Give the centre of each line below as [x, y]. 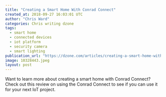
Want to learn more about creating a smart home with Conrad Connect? [78, 79]
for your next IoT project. [30, 90]
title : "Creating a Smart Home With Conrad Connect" [61, 10]
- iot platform [25, 42]
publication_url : [23, 56]
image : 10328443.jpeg [27, 60]
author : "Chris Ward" [27, 19]
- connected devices [31, 38]
